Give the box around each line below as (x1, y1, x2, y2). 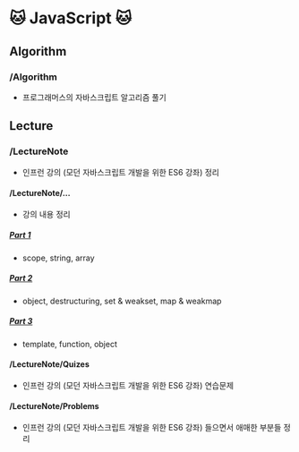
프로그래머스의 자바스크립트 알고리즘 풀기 (21, 91, 167, 102)
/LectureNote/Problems (9, 401, 100, 412)
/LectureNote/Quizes (9, 359, 90, 370)
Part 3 (9, 316, 33, 327)
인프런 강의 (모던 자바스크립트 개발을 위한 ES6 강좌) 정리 (21, 166, 219, 177)
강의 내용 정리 (21, 209, 71, 219)
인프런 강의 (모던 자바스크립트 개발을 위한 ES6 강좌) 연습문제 (21, 380, 235, 390)
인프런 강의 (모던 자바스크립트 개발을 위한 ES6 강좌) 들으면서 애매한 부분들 (21, 422, 282, 433)
